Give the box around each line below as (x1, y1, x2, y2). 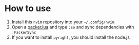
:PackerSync (11, 30, 36, 35)
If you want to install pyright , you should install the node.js (11, 34, 130, 40)
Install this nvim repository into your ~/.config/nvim (11, 19, 115, 25)
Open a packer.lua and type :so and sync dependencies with (11, 24, 135, 30)
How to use (4, 3, 51, 14)
